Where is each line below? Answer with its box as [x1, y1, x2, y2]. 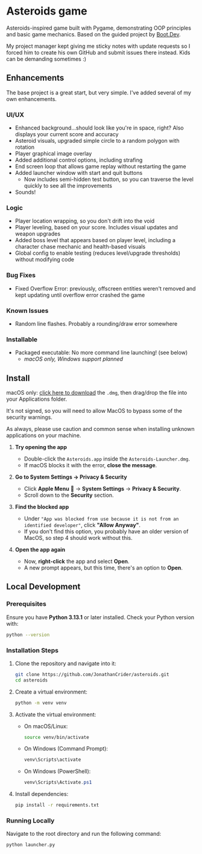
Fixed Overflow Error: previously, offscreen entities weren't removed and [14, 284, 196, 292]
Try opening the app [14, 444, 68, 451]
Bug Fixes [6, 271, 36, 280]
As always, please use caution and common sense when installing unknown [6, 425, 195, 433]
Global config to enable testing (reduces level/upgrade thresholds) [14, 249, 181, 257]
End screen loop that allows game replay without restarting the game [14, 163, 186, 170]
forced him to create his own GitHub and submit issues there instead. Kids [6, 48, 191, 56]
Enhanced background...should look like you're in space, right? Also [14, 124, 184, 131]
